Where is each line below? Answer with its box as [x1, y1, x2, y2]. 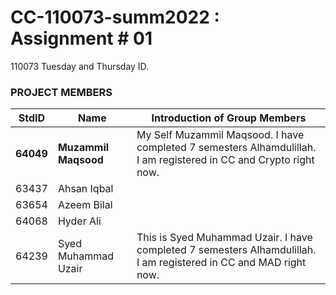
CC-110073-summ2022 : [10, 6, 220, 29]
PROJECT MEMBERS [10, 85, 113, 99]
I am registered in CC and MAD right [136, 256, 307, 270]
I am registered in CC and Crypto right [136, 153, 315, 167]
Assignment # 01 [10, 27, 153, 50]
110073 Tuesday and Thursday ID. [10, 60, 150, 72]
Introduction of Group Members [151, 111, 307, 125]
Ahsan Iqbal [57, 182, 114, 196]
